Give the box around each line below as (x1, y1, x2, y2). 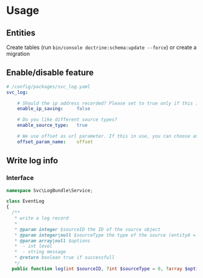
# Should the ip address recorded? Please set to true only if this (17, 100, 193, 106)
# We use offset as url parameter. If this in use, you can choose (17, 134, 190, 140)
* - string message (14, 249, 66, 255)
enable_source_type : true (17, 122, 88, 129)
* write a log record (14, 215, 69, 221)
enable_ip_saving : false (17, 106, 91, 112)
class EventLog (6, 198, 45, 204)
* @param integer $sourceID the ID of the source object (14, 226, 161, 233)
